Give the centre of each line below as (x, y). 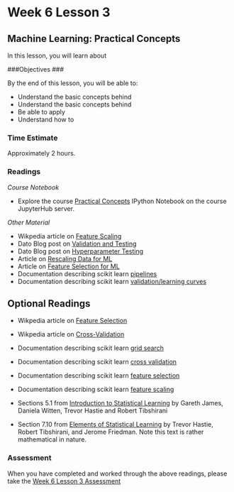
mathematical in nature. (52, 439)
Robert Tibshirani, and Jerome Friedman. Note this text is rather (111, 432)
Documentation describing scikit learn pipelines (87, 273)
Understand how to (46, 119)
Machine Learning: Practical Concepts (94, 39)
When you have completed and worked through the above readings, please (117, 474)
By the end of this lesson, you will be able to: (73, 83)
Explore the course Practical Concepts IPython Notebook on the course (122, 201)
